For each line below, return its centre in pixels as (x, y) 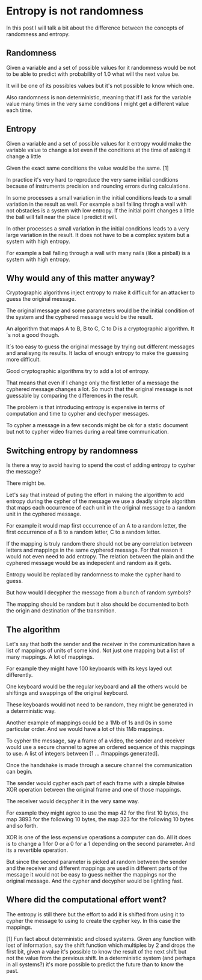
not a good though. (36, 335)
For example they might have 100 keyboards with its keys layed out (89, 668)
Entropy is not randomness (75, 11)
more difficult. (23, 360)
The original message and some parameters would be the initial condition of (100, 310)
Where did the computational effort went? (87, 900)
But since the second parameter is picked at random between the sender (97, 862)
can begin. (20, 772)
